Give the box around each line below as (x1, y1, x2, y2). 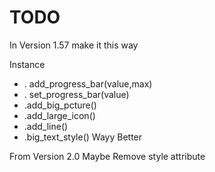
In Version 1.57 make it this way (9, 39, 139, 51)
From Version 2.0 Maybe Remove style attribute (9, 150, 206, 162)
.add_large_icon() (23, 109, 96, 121)
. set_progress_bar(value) (23, 88, 130, 100)
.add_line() (23, 120, 69, 132)
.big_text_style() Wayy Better (23, 131, 143, 143)
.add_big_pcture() (23, 99, 97, 111)
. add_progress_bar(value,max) (23, 77, 153, 90)
